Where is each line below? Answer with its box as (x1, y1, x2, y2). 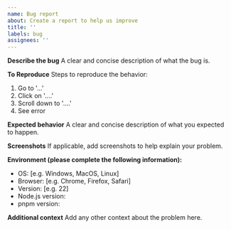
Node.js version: (17, 192, 66, 201)
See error (17, 107, 46, 115)
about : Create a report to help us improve (7, 17, 139, 24)
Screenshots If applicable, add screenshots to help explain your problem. (7, 142, 223, 150)
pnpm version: (17, 200, 60, 208)
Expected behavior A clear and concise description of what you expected (7, 120, 225, 129)
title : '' (7, 23, 37, 31)
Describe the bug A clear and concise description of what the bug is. (7, 56, 210, 65)
